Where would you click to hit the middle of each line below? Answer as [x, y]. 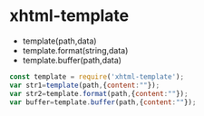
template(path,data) [59, 41]
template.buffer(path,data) [72, 60]
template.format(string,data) [75, 50]
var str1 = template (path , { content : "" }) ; [85, 85]
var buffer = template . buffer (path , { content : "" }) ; [103, 102]
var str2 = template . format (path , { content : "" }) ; [99, 93]
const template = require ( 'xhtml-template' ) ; [97, 77]
